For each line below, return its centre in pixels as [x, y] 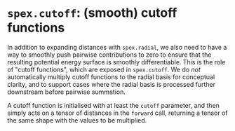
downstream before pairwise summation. [67, 92]
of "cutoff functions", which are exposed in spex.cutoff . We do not [104, 69]
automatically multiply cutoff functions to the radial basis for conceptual [111, 77]
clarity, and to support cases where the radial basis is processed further [112, 84]
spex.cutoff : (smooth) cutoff [92, 13]
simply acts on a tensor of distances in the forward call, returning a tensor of [117, 113]
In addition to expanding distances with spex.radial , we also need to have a [117, 47]
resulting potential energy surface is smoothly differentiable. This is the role [116, 62]
